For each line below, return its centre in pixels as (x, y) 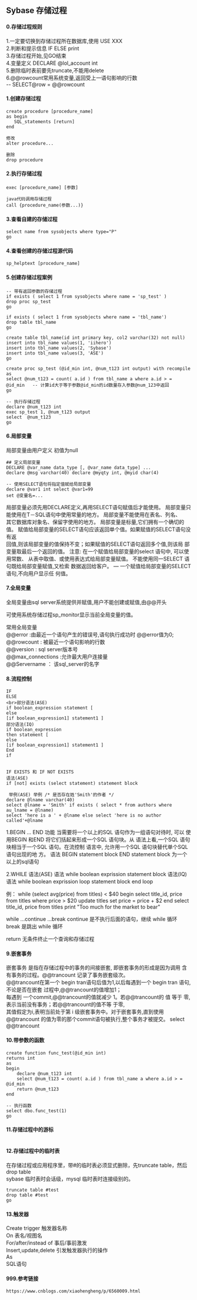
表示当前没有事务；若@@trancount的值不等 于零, (66, 1004)
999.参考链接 (22, 1278)
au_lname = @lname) (30, 810)
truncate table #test (33, 1190)
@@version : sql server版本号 (42, 649)
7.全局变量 (19, 588)
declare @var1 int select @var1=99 (50, 489)
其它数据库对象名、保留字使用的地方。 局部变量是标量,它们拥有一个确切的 (95, 522)
